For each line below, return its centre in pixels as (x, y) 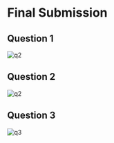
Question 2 (31, 77)
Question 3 (31, 116)
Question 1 (30, 39)
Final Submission (58, 13)
